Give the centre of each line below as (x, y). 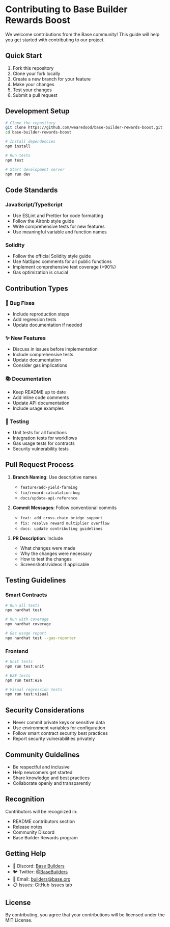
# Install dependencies (31, 142)
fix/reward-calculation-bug (50, 493)
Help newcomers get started (42, 772)
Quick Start (24, 56)
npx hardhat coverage (28, 624)
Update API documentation (41, 403)
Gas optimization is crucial (40, 272)
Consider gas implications (40, 365)
